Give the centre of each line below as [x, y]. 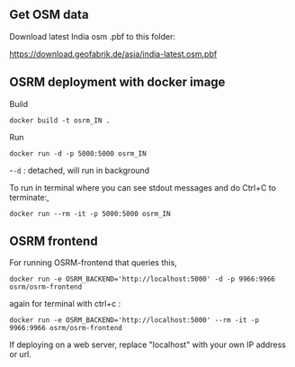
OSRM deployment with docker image [117, 82]
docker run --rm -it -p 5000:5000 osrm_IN [90, 214]
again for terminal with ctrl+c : [65, 304]
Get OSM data [49, 15]
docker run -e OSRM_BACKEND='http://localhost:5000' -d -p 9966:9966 [143, 279]
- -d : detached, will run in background [80, 170]
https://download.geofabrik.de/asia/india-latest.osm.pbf [113, 54]
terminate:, [29, 197]
